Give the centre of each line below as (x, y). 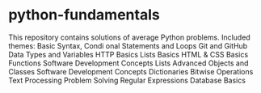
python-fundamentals (84, 15)
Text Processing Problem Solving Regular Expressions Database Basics (127, 80)
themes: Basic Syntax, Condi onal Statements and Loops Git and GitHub (128, 45)
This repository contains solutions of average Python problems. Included (129, 37)
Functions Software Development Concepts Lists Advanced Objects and (128, 63)
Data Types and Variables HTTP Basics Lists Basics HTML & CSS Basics (128, 54)
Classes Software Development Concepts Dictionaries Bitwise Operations (131, 71)
